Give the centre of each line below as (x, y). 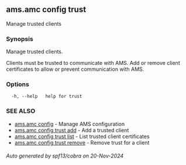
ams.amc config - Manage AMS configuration (69, 124)
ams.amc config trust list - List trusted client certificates (82, 136)
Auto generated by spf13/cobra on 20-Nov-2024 (65, 156)
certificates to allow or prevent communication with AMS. (75, 69)
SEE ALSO (21, 111)
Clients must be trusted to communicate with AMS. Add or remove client (93, 63)
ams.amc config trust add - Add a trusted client (72, 130)
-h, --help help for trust (47, 97)
